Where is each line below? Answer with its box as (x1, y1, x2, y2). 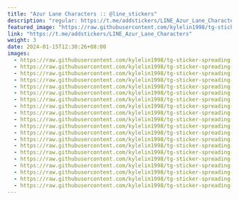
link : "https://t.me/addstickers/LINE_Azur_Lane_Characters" (7, 30, 193, 38)
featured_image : (7, 23, 55, 30)
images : (7, 50, 31, 57)
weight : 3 (7, 37, 37, 44)
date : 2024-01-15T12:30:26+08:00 (7, 43, 107, 50)
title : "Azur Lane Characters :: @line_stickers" (7, 10, 158, 18)
